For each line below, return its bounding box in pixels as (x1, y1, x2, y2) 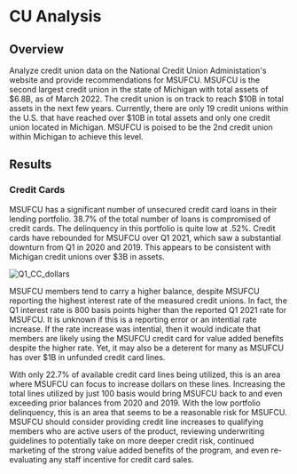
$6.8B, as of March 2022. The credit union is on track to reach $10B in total (9, 93, 285, 104)
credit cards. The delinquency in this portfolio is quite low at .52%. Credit (9, 222, 276, 233)
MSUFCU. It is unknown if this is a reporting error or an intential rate (9, 314, 257, 325)
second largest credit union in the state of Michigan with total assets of (9, 84, 269, 94)
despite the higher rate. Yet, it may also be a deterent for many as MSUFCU (9, 342, 285, 353)
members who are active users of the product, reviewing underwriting (9, 425, 265, 437)
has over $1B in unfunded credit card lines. (9, 351, 166, 362)
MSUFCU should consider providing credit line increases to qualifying (9, 416, 264, 427)
